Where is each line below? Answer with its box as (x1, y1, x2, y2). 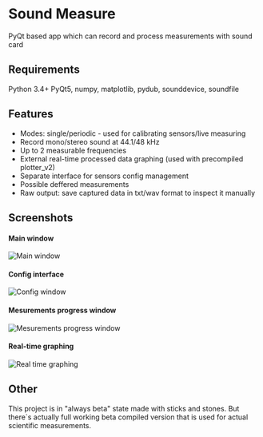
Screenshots (8, 211, 74, 224)
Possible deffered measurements (19, 179, 130, 189)
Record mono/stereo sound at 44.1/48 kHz (19, 137, 160, 146)
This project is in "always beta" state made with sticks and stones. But (8, 403, 240, 413)
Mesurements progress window (8, 305, 117, 315)
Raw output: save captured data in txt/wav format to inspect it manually (19, 188, 256, 197)
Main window (8, 233, 54, 243)
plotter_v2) (19, 162, 56, 172)
